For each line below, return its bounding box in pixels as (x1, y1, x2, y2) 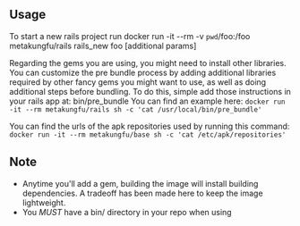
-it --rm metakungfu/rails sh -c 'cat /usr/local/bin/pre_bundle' (9, 105, 262, 114)
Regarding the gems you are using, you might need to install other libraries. (9, 57, 287, 68)
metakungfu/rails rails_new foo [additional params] (9, 40, 197, 51)
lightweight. (21, 197, 66, 208)
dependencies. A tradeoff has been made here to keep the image (21, 188, 263, 198)
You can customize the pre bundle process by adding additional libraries (9, 67, 277, 78)
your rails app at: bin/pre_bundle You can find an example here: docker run (9, 96, 286, 106)
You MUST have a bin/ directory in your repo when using (21, 206, 232, 217)
